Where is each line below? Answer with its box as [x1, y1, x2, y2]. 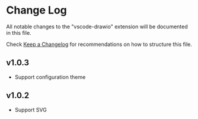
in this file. [6, 29, 31, 36]
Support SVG [14, 106, 47, 113]
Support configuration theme [14, 73, 86, 80]
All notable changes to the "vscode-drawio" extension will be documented [6, 23, 188, 30]
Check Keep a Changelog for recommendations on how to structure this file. [6, 41, 193, 48]
